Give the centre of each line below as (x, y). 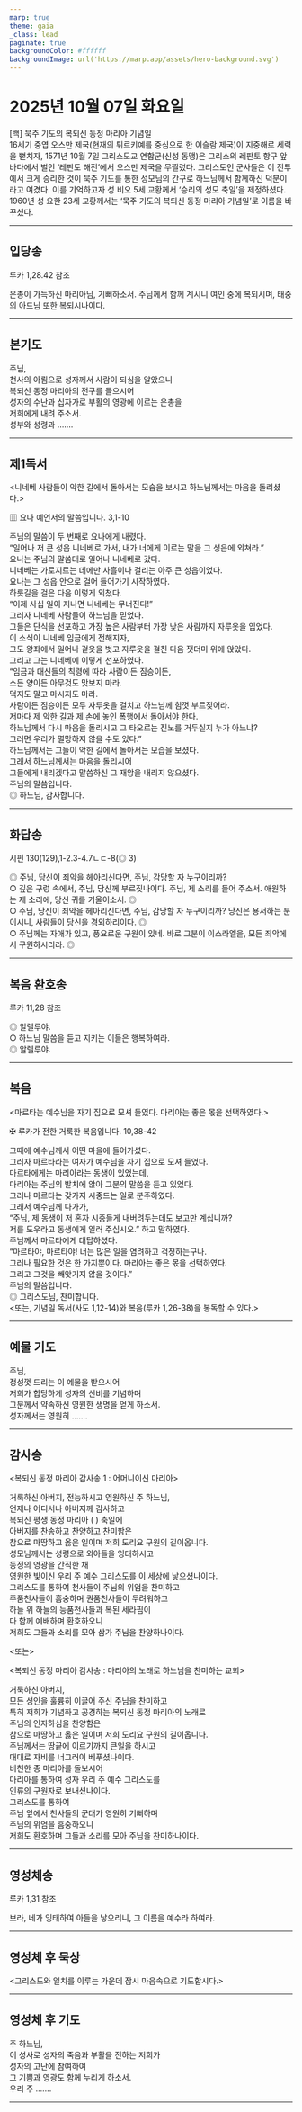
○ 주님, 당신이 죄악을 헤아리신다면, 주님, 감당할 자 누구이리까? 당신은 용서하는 (145, 911)
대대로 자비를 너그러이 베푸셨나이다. (72, 1757)
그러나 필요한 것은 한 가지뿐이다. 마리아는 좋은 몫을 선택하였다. (118, 1262)
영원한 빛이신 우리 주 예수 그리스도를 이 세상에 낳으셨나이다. (114, 1576)
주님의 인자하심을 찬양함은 (55, 1723)
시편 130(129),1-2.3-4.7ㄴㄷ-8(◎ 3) (73, 858)
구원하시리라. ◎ (47, 944)
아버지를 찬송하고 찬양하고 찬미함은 (71, 1531)
